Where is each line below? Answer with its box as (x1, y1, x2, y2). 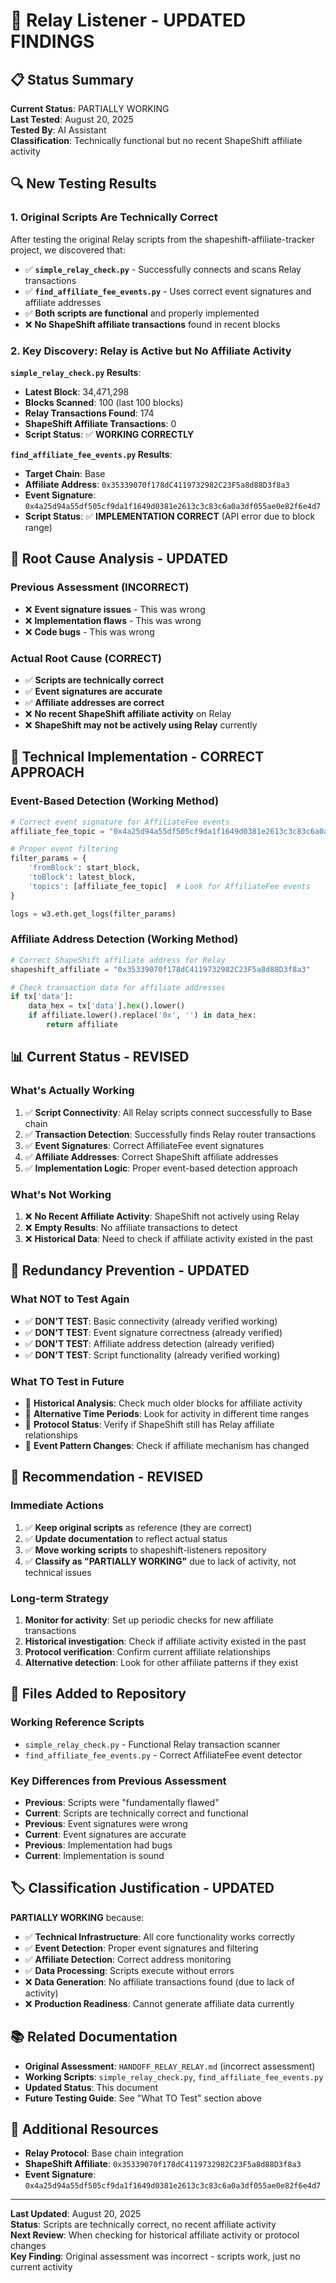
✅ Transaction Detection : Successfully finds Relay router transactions (24, 1128, 317, 1140)
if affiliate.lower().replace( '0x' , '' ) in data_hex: (28, 1010, 257, 1021)
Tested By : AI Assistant (10, 124, 107, 136)
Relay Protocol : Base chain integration (24, 2147, 184, 2159)
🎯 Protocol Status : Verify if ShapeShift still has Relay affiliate (24, 1418, 275, 1430)
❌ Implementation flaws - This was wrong (24, 614, 202, 626)
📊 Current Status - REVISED (10, 1049, 190, 1066)
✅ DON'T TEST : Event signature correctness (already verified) (24, 1326, 283, 1338)
